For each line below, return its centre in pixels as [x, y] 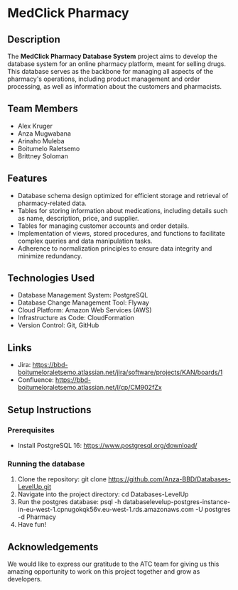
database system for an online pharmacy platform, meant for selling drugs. [117, 64]
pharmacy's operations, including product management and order [104, 79]
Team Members [43, 109]
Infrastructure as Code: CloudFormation [76, 318]
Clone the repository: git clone [62, 479]
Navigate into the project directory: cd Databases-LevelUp [103, 494]
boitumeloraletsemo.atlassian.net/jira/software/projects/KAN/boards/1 [120, 372]
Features [27, 179]
